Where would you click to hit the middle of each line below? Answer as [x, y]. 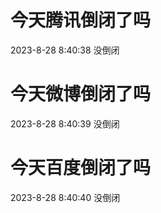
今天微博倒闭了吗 [81, 94]
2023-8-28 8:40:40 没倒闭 [65, 197]
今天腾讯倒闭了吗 [81, 20]
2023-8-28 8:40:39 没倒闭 [65, 123]
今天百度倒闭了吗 [81, 168]
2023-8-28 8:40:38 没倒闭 [65, 50]
